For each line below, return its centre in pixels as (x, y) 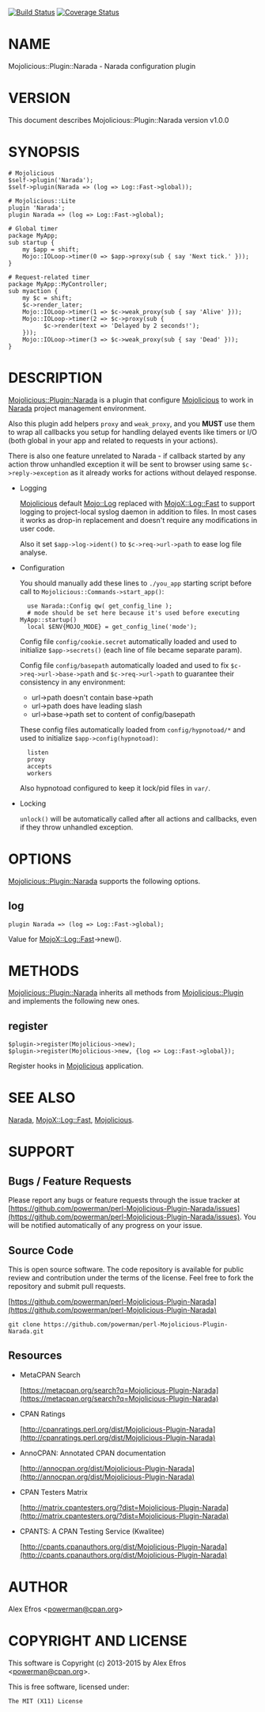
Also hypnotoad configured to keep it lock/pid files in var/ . (115, 787)
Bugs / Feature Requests (70, 1181)
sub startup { (32, 242)
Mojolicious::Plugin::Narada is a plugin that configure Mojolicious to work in (131, 399)
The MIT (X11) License (45, 1701)
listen (38, 753)
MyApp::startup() (48, 620)
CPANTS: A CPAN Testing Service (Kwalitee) (92, 1531)
